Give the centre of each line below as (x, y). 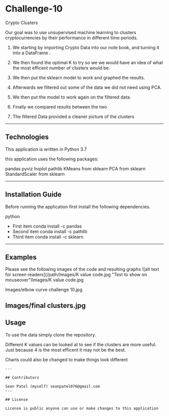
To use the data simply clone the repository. (51, 335)
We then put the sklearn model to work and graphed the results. (79, 77)
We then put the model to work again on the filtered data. (72, 97)
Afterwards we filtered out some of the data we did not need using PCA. (87, 87)
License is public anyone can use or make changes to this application (82, 408)
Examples (21, 257)
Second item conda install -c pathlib (50, 231)
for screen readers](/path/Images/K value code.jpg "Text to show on (76, 275)
